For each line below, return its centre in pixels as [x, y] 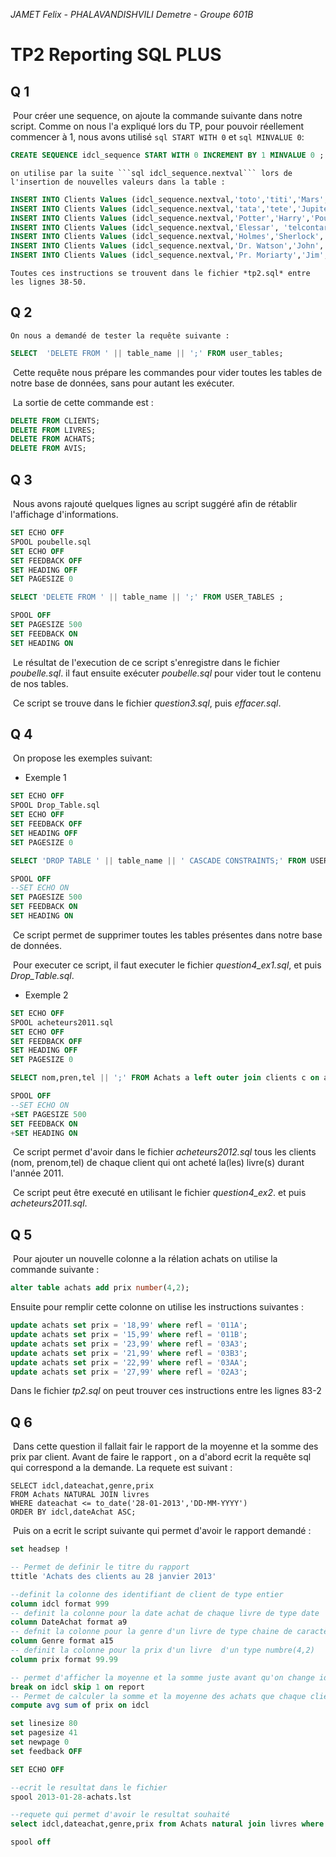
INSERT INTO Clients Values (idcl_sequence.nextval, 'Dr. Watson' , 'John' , [167, 246]
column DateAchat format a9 [69, 1622]
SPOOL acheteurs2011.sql [62, 1022]
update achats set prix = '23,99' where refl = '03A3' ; [129, 1344]
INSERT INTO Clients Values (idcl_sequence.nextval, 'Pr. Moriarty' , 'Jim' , [169, 255]
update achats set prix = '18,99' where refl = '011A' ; [129, 1325]
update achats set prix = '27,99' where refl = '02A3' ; [129, 1372]
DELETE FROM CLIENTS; [55, 420]
